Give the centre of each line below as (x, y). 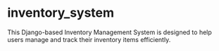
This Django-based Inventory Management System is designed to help (110, 32)
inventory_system (61, 13)
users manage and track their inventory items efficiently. (89, 39)
